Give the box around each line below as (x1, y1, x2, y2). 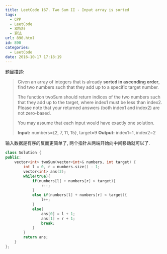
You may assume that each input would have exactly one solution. (17, 120, 154, 126)
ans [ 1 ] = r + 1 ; (41, 216, 75, 221)
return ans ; (23, 235, 49, 240)
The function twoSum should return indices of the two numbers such (17, 94, 161, 100)
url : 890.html (5, 36, 35, 41)
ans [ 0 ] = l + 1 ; (41, 211, 75, 216)
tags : (5, 12, 17, 17)
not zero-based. (17, 110, 51, 116)
